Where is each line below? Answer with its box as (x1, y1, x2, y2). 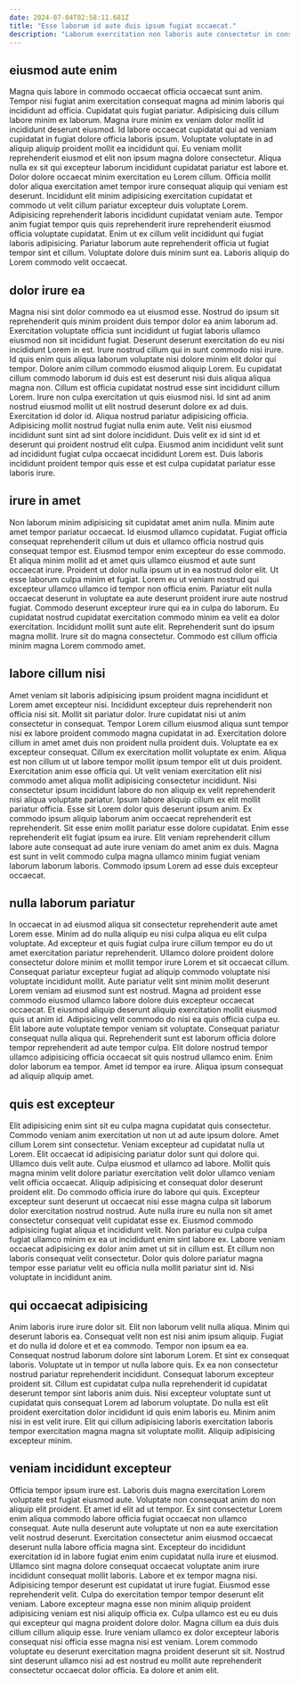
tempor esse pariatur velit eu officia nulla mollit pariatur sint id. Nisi (9, 1263, 255, 1274)
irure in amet (9, 493, 82, 508)
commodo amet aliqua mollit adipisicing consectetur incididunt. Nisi (9, 775, 257, 786)
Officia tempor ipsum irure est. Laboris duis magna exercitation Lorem (9, 1484, 265, 1495)
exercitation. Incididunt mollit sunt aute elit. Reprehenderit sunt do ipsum (9, 621, 275, 631)
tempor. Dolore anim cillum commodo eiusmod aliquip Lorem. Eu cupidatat (9, 363, 283, 374)
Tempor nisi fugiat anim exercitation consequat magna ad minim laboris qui (9, 95, 285, 107)
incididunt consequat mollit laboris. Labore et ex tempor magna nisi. (9, 1570, 258, 1580)
